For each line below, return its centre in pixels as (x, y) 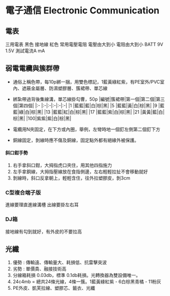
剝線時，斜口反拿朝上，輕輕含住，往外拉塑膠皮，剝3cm (71, 178)
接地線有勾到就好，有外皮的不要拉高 (44, 231)
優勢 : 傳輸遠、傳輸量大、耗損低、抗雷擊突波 (60, 263)
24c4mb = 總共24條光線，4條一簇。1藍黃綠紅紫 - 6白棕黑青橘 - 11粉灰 (87, 282)
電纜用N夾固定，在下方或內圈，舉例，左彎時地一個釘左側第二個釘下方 (87, 129)
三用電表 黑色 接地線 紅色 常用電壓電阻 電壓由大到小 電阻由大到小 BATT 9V (84, 44)
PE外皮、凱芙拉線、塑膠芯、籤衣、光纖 (54, 288)
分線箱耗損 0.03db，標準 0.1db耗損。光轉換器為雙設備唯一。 (77, 275)
